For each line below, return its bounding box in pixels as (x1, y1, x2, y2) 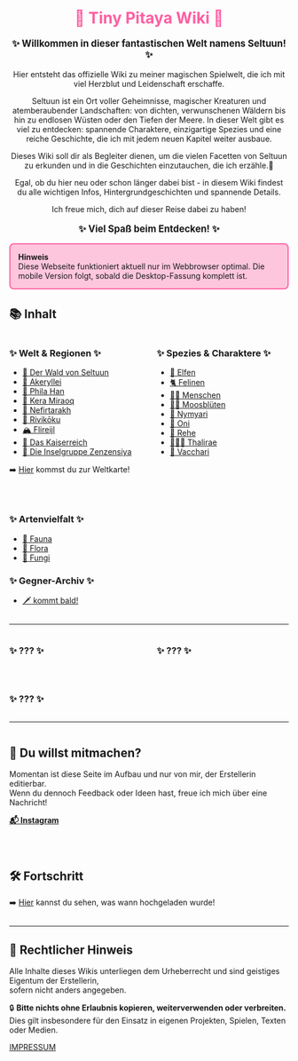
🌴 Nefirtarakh (21, 405, 72, 416)
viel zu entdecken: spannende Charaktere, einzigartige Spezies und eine (16, 123, 282, 134)
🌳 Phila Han (21, 386, 65, 397)
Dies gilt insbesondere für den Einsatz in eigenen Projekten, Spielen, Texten (9, 1016, 286, 1026)
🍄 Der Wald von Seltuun (21, 368, 109, 378)
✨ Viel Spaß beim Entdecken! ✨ (78, 222, 220, 234)
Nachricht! (9, 797, 48, 808)
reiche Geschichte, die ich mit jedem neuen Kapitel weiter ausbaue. (26, 133, 272, 144)
